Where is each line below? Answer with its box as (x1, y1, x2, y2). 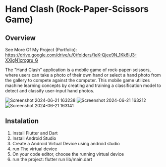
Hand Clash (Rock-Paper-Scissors (5, 3, 149, 15)
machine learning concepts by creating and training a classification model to (5, 83, 162, 88)
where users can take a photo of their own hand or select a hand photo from (5, 72, 161, 78)
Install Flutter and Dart (12, 130, 58, 136)
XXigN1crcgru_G (5, 57, 39, 63)
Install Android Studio (12, 135, 56, 141)
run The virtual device (12, 146, 57, 152)
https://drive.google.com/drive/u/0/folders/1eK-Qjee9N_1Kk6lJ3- (5, 52, 137, 58)
